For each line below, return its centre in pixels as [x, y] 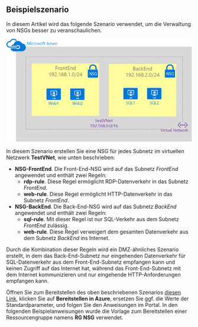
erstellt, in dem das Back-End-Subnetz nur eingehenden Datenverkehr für [96, 255]
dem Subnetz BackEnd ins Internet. [66, 238]
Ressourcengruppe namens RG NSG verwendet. [65, 317]
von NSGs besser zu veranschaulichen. [54, 30]
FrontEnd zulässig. [46, 225]
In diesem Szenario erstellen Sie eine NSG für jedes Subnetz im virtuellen [95, 151]
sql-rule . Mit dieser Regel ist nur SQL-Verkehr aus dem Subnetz [101, 219]
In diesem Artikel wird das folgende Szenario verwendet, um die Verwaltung [98, 24]
